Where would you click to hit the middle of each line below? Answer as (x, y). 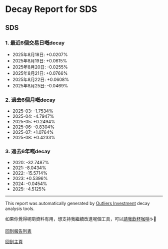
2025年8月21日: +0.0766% (40, 73)
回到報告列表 (18, 231)
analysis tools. (20, 209)
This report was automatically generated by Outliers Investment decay (77, 204)
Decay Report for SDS (51, 9)
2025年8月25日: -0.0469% (40, 85)
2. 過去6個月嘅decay (30, 100)
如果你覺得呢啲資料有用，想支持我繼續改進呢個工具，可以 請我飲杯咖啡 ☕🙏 (81, 219)
